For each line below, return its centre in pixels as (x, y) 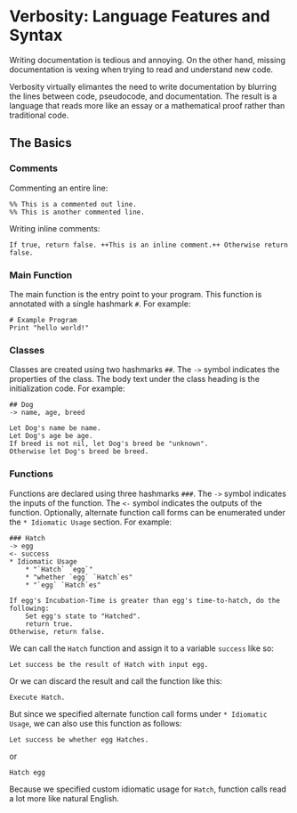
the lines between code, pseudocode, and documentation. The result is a (143, 96)
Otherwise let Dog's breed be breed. (79, 451)
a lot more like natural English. (64, 798)
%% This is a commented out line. (73, 204)
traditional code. (39, 115)
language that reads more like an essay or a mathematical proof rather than (147, 105)
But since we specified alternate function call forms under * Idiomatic (138, 713)
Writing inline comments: (55, 228)
